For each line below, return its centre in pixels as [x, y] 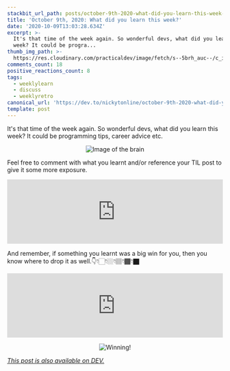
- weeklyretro [33, 97]
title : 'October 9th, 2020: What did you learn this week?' [95, 20]
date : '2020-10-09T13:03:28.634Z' [56, 26]
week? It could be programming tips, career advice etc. [85, 136]
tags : [15, 77]
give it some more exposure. [47, 169]
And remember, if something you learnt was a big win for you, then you [107, 253]
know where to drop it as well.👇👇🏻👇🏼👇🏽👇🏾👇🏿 [73, 261]
